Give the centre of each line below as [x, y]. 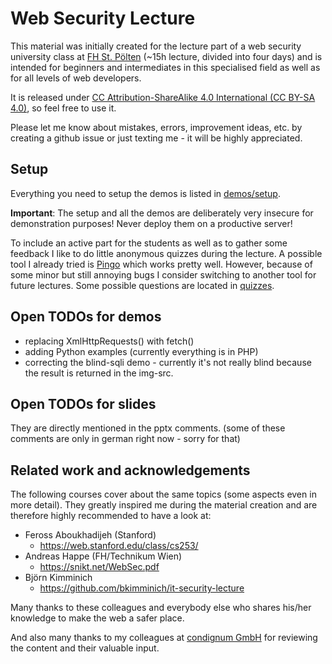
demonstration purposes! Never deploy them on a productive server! [151, 223]
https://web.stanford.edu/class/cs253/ [119, 546]
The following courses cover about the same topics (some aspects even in [163, 494]
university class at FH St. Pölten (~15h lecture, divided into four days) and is [166, 56]
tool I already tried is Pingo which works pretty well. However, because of [161, 264]
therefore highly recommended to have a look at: [111, 516]
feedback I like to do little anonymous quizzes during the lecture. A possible [166, 253]
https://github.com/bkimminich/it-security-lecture [142, 588]
